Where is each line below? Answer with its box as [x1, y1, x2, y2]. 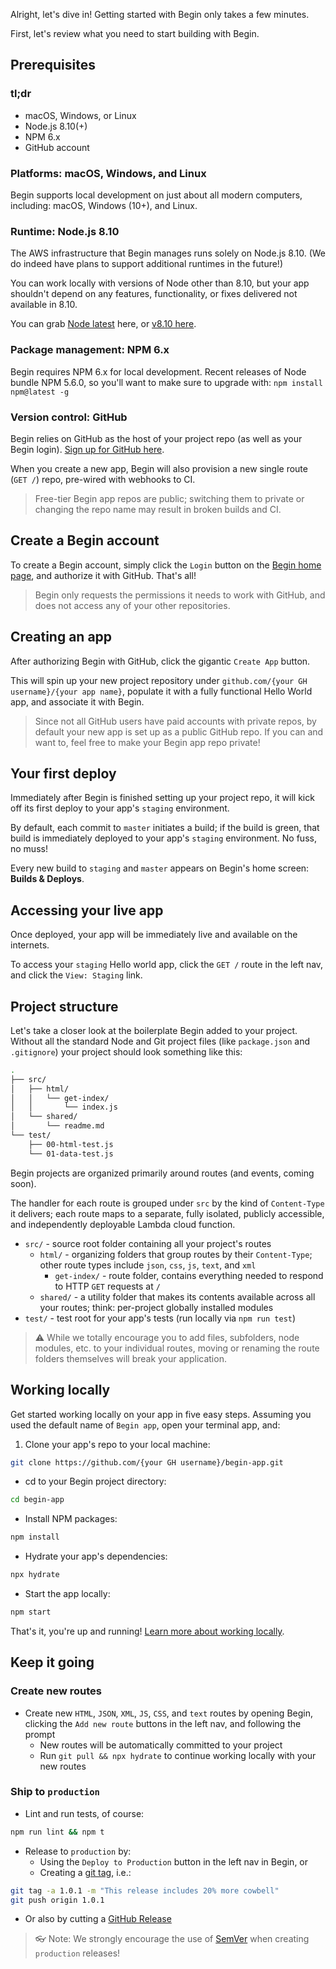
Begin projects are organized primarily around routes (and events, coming [10, 1167, 315, 1179]
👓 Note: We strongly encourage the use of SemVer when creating [34, 1933, 310, 1945]
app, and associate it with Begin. [10, 695, 145, 708]
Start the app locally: [24, 1588, 111, 1599]
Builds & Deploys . [10, 873, 85, 885]
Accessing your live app [10, 902, 164, 919]
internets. [10, 939, 50, 951]
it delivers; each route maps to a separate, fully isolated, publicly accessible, [10, 1207, 325, 1219]
